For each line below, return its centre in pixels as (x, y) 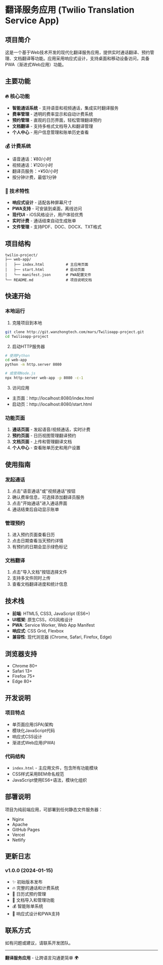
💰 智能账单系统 (28, 906)
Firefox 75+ (24, 676)
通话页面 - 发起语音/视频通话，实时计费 (51, 430)
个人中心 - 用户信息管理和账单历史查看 (50, 132)
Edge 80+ (22, 682)
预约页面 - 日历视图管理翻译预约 (44, 436)
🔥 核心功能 (17, 96)
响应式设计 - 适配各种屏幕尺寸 (42, 203)
